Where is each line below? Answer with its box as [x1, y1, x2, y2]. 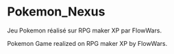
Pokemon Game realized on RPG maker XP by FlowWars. [7, 39, 168, 47]
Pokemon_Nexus [7, 4, 105, 20]
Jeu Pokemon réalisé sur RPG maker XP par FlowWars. [7, 26, 162, 34]
